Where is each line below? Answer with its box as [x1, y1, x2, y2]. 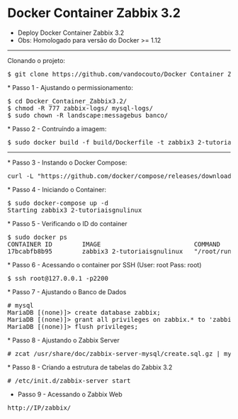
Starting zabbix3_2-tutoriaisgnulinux [7, 206, 142, 214]
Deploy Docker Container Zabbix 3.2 [17, 28, 125, 37]
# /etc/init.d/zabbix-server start [7, 376, 131, 384]
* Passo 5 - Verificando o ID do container [7, 219, 127, 228]
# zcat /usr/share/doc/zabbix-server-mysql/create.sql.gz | [7, 350, 221, 357]
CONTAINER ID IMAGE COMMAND [7, 240, 221, 248]
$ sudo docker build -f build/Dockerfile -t [7, 138, 165, 146]
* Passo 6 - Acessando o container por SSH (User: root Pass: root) [7, 260, 202, 269]
